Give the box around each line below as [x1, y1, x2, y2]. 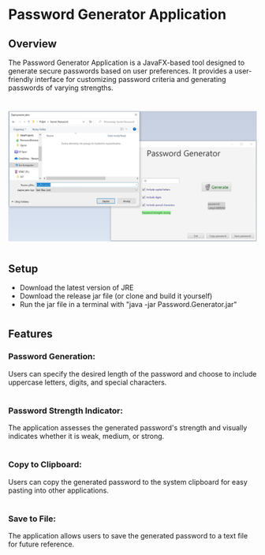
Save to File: [8, 513, 57, 524]
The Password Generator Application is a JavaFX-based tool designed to [8, 58, 245, 67]
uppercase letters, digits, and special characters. [8, 377, 167, 387]
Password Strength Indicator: [8, 405, 124, 416]
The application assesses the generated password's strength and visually [8, 423, 248, 433]
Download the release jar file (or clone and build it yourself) [19, 291, 213, 301]
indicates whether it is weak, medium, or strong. [8, 432, 165, 441]
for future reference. [8, 539, 75, 549]
